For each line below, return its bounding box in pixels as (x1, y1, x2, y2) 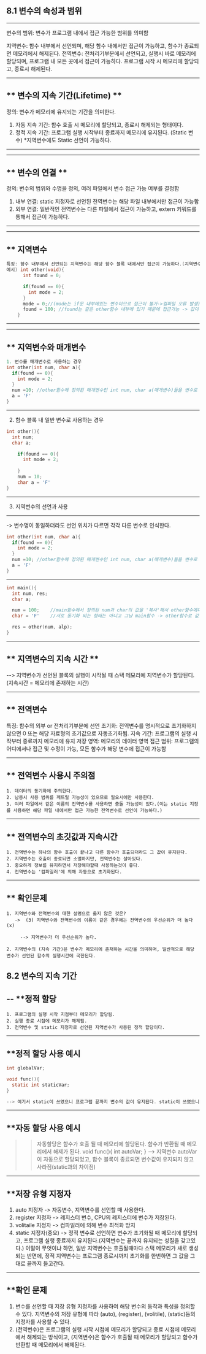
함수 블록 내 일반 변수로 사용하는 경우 (15, 416, 104, 423)
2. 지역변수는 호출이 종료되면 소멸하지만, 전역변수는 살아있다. (6, 856, 143, 862)
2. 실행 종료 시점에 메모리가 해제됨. (6, 1018, 88, 1024)
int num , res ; (12, 591, 48, 597)
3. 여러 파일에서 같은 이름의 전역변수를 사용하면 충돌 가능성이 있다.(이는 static (6, 801, 188, 808)
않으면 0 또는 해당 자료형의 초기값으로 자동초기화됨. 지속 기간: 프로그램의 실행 (6, 729, 191, 737)
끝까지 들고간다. (26, 1260, 65, 1268)
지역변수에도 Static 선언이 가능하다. (26, 136, 112, 143)
